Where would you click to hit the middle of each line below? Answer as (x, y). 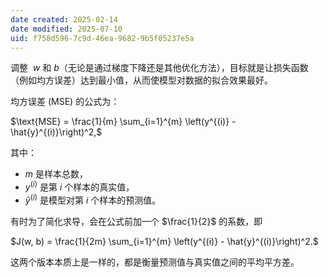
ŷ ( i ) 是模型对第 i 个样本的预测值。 (93, 199)
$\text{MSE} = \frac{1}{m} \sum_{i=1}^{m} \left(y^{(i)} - (123, 122)
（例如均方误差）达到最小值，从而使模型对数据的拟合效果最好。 (141, 80)
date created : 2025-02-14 (64, 19)
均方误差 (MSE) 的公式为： (65, 102)
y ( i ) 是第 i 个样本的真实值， (79, 186)
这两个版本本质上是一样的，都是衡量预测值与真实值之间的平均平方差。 (155, 262)
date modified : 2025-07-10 (66, 29)
